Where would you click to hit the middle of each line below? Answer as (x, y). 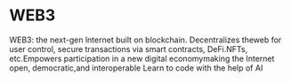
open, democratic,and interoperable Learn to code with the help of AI (136, 68)
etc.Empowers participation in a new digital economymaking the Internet (142, 58)
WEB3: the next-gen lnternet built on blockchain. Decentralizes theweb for (145, 40)
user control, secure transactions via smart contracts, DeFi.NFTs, (129, 48)
